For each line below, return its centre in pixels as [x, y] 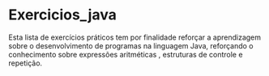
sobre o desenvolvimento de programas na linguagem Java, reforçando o [131, 45]
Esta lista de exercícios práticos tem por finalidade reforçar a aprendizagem [135, 37]
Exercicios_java [63, 15]
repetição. [26, 63]
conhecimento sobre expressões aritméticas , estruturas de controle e [126, 54]
